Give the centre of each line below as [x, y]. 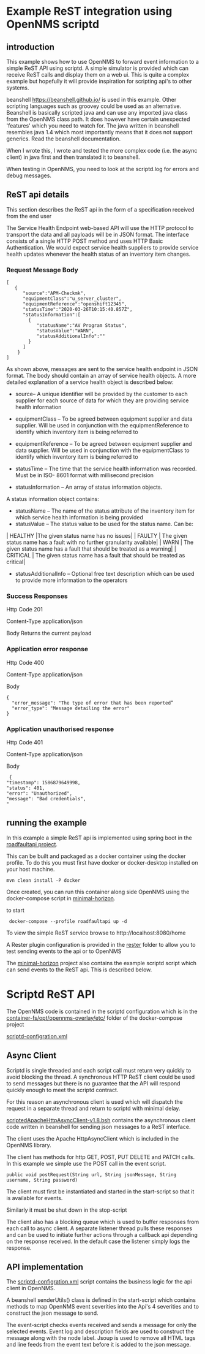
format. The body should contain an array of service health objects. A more [101, 376]
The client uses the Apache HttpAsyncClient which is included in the [93, 1138]
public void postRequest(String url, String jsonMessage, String [91, 1175]
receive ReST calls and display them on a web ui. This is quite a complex [98, 75]
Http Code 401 [25, 742]
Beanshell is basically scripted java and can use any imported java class [97, 113]
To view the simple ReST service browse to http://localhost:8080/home [96, 933]
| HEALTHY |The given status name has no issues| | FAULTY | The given [97, 536]
